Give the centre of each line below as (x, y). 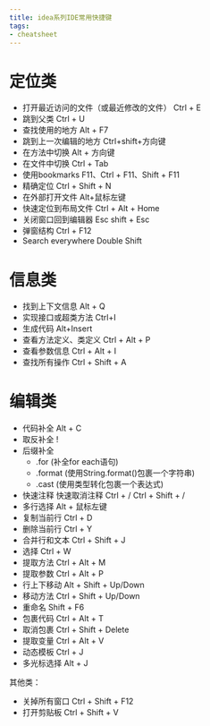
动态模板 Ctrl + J (53, 652)
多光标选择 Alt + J (55, 663)
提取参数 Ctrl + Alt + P (63, 574)
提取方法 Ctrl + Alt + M (64, 563)
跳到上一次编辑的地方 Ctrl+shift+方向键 (94, 141)
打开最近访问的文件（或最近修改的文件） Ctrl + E (111, 107)
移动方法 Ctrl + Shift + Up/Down (81, 596)
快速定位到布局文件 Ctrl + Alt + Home (91, 209)
